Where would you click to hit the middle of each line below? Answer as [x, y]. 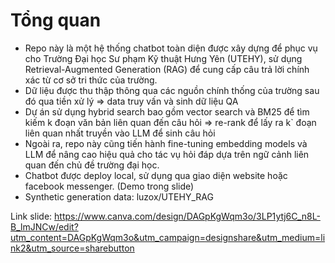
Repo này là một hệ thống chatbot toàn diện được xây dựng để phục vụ [171, 48]
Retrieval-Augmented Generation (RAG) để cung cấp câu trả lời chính [167, 69]
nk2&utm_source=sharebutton [72, 248]
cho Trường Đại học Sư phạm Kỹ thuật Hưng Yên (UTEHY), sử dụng [163, 58]
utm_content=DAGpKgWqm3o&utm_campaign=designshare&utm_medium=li [168, 237]
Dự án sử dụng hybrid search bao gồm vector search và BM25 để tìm [167, 111]
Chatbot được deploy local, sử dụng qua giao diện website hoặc [156, 175]
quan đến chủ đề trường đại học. [92, 165]
